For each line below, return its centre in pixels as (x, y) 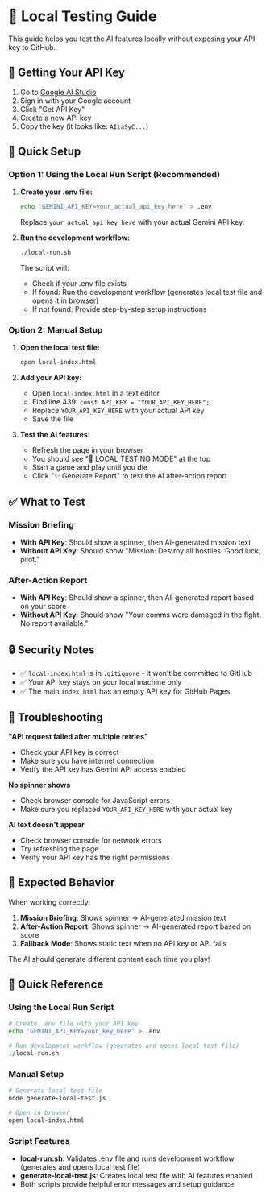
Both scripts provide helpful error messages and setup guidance (127, 1184)
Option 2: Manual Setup (56, 330)
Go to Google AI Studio (58, 92)
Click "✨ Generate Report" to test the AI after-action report (129, 476)
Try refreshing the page (59, 848)
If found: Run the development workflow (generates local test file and (147, 292)
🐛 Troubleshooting (56, 717)
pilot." (30, 560)
